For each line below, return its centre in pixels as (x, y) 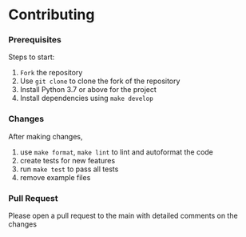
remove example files (55, 177)
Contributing (52, 15)
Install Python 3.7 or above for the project (88, 90)
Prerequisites (35, 40)
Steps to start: (32, 57)
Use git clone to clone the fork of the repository (100, 81)
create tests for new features (67, 160)
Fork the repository (51, 73)
